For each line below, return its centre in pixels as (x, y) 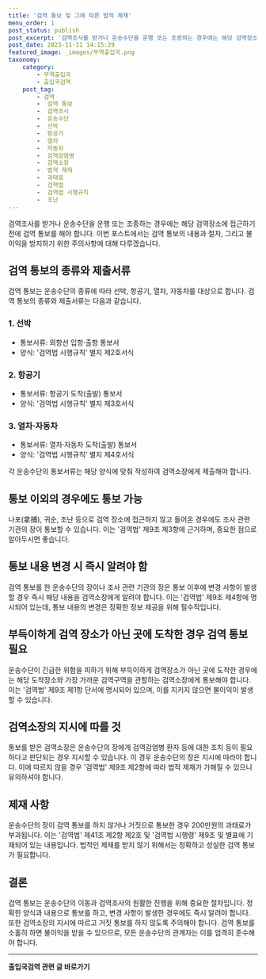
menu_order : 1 (32, 23)
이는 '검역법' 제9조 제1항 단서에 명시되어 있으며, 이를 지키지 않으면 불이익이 (123, 690)
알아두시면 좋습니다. (39, 539)
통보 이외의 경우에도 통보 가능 (76, 499)
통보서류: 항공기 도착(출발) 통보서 (71, 393)
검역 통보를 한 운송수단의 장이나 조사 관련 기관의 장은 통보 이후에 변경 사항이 (125, 587)
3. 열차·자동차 (33, 426)
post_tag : (39, 89)
